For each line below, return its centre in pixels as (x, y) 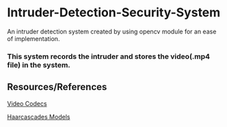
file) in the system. (39, 65)
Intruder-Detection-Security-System (114, 13)
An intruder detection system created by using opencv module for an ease (112, 31)
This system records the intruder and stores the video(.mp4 (109, 56)
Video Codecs (27, 103)
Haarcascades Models (39, 117)
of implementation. (34, 38)
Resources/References (57, 87)
